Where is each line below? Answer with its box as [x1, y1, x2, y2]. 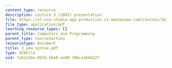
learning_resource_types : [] [5, 27, 68, 32]
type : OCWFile [5, 50, 36, 55]
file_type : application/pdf [5, 21, 66, 27]
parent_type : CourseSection [5, 36, 66, 41]
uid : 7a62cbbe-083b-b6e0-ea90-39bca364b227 [5, 55, 100, 60]
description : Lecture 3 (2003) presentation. [5, 12, 104, 17]
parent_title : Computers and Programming [5, 31, 95, 36]
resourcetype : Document [5, 41, 56, 46]
